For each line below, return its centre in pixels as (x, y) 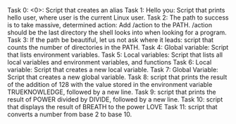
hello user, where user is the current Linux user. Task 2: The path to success (118, 18)
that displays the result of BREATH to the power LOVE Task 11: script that (112, 107)
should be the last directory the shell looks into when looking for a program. (117, 32)
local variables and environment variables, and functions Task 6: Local (110, 62)
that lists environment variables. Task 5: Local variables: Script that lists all (115, 55)
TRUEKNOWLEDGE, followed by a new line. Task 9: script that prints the (112, 92)
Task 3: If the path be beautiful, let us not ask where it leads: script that (110, 40)
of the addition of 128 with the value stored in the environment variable (110, 84)
